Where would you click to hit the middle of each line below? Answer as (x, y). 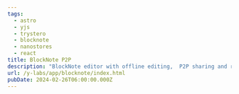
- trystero (30, 34)
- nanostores (33, 47)
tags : (15, 14)
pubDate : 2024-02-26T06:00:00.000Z (60, 80)
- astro (25, 20)
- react (25, 54)
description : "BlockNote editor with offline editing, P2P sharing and (117, 66)
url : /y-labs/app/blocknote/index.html (67, 73)
